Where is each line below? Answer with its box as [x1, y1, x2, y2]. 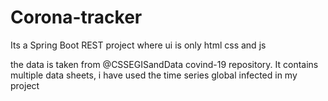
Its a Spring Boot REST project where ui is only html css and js [10, 39, 267, 51]
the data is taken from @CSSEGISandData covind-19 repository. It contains [10, 58, 319, 70]
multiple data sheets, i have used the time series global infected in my [10, 69, 298, 81]
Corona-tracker [10, 6, 143, 29]
